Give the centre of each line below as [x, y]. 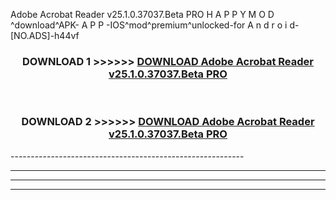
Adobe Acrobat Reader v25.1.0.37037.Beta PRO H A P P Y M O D [142, 14]
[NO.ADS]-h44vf [45, 35]
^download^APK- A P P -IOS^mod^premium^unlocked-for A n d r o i [149, 25]
